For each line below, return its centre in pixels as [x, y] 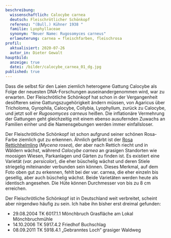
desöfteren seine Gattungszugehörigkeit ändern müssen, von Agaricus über [85, 102]
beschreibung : [20, 10]
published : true [22, 72]
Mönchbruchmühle [33, 219]
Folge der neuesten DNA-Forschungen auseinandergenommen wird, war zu [85, 92]
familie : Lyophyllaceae [35, 29]
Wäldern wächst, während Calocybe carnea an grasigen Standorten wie [81, 150]
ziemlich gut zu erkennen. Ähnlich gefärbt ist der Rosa [76, 139]
